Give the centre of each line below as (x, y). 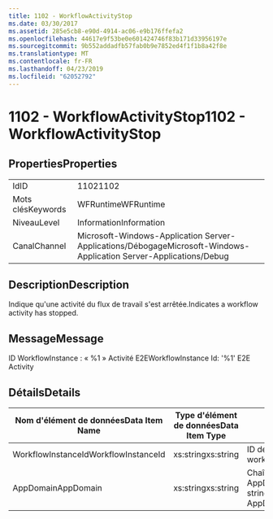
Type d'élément (206, 416)
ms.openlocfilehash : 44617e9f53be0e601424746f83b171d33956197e (118, 39)
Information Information (121, 222)
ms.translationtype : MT (49, 54)
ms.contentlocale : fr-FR (50, 62)
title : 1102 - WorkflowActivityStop (70, 16)
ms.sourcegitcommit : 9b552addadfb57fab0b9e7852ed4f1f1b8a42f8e (118, 46)
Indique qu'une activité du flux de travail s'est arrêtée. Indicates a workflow (133, 304)
